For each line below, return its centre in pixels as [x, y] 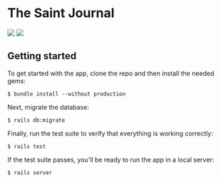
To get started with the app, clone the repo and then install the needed [111, 73]
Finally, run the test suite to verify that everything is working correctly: [110, 133]
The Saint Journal [61, 13]
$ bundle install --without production [67, 94]
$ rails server [30, 172]
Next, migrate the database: [48, 107]
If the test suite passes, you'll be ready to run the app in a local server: [111, 160]
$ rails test [27, 146]
